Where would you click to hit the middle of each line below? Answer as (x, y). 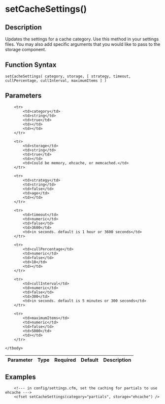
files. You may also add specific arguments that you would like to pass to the (83, 44)
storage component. (26, 49)
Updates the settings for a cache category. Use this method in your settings (82, 39)
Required (65, 360)
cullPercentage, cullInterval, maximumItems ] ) (56, 80)
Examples (20, 377)
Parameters (23, 96)
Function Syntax (31, 65)
